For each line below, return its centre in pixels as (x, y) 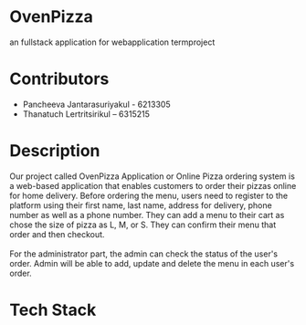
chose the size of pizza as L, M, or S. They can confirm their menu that (143, 225)
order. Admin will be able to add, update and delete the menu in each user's (152, 263)
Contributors (59, 79)
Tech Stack (53, 310)
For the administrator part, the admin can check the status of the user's (144, 254)
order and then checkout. (57, 234)
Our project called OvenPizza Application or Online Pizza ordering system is (152, 176)
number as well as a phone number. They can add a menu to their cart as (147, 215)
